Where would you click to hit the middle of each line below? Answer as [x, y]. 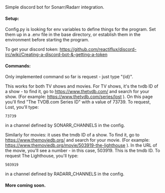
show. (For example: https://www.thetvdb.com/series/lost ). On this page [79, 97]
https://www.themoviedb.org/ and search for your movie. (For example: [78, 140]
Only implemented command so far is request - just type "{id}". [69, 77]
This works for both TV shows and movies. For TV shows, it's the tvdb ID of [82, 86]
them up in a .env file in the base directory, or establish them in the [73, 34]
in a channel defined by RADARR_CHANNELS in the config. [65, 174]
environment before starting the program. [47, 40]
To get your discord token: [32, 49]
